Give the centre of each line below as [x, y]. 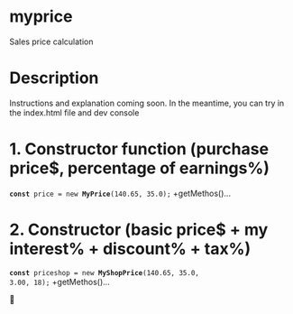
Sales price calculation [51, 42]
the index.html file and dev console [74, 112]
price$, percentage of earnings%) [140, 168]
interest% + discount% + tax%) [130, 249]
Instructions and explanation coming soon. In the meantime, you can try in [147, 103]
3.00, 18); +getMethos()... [60, 282]
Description [54, 78]
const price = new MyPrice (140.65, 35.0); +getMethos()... [120, 193]
